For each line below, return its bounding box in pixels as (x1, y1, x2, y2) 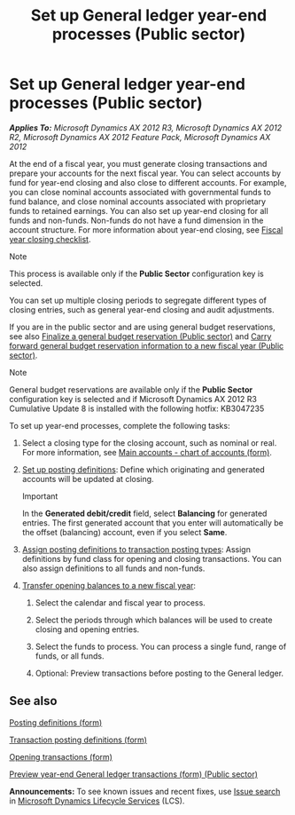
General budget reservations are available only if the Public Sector (9, 384, 253, 395)
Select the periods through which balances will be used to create (35, 614, 273, 625)
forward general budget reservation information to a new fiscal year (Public (9, 340, 284, 351)
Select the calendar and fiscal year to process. (35, 597, 206, 608)
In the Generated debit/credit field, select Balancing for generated (21, 508, 268, 518)
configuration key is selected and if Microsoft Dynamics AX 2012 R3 (9, 393, 257, 404)
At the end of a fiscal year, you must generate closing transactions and (9, 158, 268, 169)
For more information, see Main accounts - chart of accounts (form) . (21, 447, 273, 457)
